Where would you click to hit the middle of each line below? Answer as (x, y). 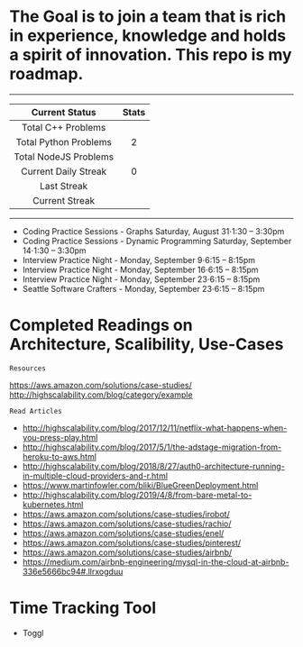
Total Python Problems (64, 141)
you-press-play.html (60, 437)
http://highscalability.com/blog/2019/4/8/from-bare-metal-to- (137, 495)
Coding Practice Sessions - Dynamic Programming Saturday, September (157, 241)
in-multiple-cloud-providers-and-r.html (95, 476)
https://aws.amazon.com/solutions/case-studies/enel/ (123, 533)
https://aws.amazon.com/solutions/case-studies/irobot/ (126, 514)
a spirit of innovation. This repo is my (151, 55)
